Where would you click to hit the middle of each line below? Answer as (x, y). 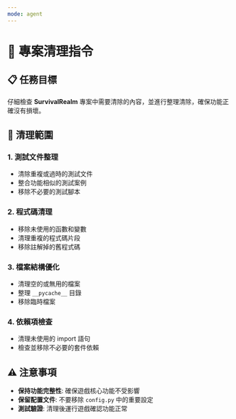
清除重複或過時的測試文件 (55, 174)
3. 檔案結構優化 (34, 267)
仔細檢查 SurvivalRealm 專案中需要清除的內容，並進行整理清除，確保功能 (115, 101)
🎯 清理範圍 (30, 135)
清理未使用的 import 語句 (54, 338)
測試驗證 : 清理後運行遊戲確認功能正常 (73, 409)
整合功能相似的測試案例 (52, 183)
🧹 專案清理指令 (50, 51)
